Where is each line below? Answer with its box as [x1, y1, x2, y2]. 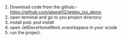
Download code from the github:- [9, 4, 77, 10]
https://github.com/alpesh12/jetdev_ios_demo [9, 9, 102, 15]
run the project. [9, 30, 41, 35]
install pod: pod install [9, 19, 54, 25]
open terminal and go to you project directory [9, 14, 102, 20]
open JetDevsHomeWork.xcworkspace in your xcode [9, 25, 118, 30]
